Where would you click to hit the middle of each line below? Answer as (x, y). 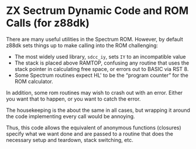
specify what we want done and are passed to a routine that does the (90, 134)
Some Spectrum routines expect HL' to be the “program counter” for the (101, 75)
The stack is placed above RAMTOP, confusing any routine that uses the (102, 63)
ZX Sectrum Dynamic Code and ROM (97, 11)
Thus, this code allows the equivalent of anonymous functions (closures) (94, 127)
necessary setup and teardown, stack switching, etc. (70, 140)
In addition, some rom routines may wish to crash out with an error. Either (94, 93)
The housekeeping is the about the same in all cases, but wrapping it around (98, 110)
